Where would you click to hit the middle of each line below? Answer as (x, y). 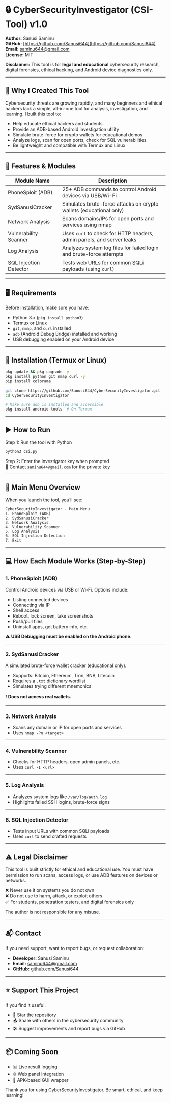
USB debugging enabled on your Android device (63, 339)
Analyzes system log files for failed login (110, 248)
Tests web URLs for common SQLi (103, 262)
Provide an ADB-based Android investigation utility (66, 129)
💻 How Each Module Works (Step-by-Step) (76, 561)
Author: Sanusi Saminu (30, 38)
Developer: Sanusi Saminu (41, 958)
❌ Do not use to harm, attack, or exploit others (54, 896)
